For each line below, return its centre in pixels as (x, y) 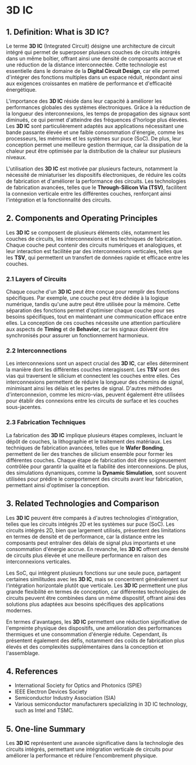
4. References (32, 671)
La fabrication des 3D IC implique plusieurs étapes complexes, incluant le (94, 435)
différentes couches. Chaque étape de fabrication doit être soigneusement (96, 460)
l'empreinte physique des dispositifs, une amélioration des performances (94, 628)
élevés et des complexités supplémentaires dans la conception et (85, 646)
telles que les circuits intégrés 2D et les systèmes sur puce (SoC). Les (90, 524)
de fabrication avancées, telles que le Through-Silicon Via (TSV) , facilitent (97, 187)
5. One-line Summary (46, 729)
